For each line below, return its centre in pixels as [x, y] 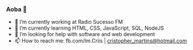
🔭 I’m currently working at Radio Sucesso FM [69, 22]
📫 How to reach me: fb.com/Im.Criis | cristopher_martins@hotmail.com [101, 41]
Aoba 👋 [17, 9]
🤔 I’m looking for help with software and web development [85, 34]
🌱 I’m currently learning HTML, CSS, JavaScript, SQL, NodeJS [89, 28]
